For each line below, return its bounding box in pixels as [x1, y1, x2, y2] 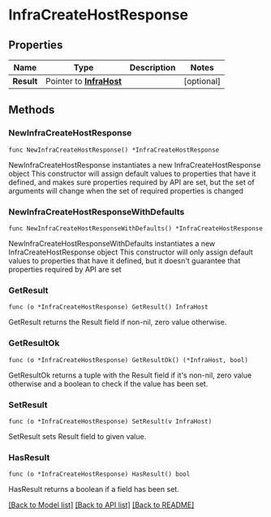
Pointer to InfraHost [45, 75, 122, 87]
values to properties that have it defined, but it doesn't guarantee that [8, 255, 241, 265]
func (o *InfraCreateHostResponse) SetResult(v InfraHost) [8, 417, 213, 425]
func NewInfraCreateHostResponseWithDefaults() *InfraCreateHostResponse [8, 224, 264, 233]
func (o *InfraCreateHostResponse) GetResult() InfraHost [8, 303, 209, 311]
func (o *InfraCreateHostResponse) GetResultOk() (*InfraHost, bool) [8, 356, 249, 364]
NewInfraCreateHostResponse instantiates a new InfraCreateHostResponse [8, 160, 261, 169]
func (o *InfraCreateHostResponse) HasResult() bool [8, 470, 191, 479]
